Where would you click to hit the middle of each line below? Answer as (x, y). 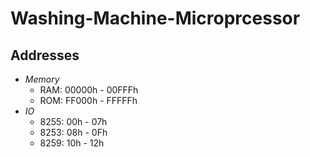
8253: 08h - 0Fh (73, 132)
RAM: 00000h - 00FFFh (89, 90)
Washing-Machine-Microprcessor (155, 18)
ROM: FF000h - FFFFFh (88, 100)
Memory (42, 79)
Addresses (45, 55)
